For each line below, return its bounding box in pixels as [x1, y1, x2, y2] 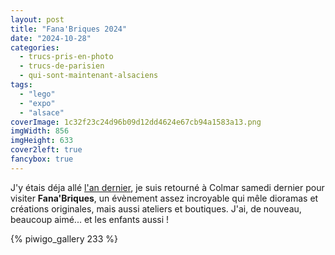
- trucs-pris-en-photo [19, 52, 114, 62]
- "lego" [19, 89, 56, 99]
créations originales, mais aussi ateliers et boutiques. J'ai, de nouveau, [10, 202, 302, 215]
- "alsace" [19, 107, 65, 118]
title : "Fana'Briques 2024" [10, 24, 128, 34]
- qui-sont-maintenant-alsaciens [19, 71, 159, 81]
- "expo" [19, 98, 56, 108]
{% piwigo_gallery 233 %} [10, 232, 118, 245]
